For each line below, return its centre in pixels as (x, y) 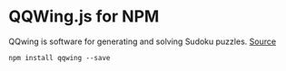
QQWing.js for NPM (84, 17)
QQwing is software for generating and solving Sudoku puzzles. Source (143, 41)
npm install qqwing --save (59, 58)
